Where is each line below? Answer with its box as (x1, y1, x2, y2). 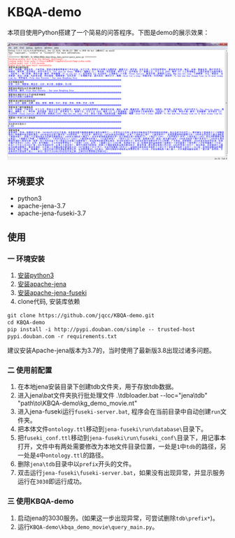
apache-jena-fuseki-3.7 (17, 209, 86, 217)
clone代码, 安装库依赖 (17, 298, 80, 306)
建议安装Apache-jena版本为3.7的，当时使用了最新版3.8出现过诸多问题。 (7, 347, 215, 355)
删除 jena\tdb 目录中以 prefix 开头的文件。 (17, 460, 136, 468)
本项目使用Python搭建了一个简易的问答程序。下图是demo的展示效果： (7, 28, 210, 36)
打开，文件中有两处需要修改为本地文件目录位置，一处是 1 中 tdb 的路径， (17, 442, 220, 451)
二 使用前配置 (7, 365, 52, 375)
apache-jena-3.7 (17, 202, 66, 210)
